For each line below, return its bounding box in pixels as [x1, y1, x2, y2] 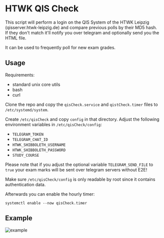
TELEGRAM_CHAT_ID [12, 137, 48, 142]
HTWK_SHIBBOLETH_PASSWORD [12, 147, 66, 153]
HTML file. [5, 35, 27, 41]
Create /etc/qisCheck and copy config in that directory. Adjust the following [5, 116, 160, 122]
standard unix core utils [12, 81, 61, 87]
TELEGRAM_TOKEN [12, 132, 44, 137]
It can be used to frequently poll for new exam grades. [5, 44, 116, 50]
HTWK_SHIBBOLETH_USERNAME [12, 142, 66, 147]
